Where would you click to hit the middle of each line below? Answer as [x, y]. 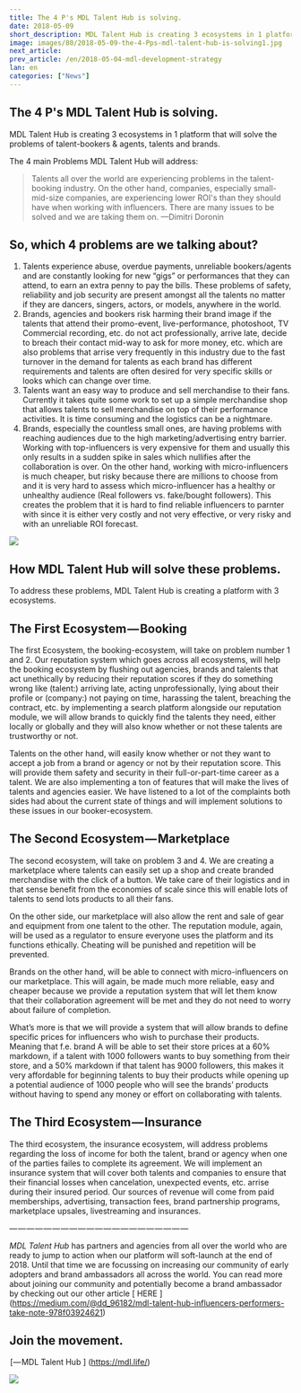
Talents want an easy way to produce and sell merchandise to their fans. [156, 391]
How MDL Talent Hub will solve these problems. [145, 569]
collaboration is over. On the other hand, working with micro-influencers [155, 467]
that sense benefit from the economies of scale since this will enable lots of [149, 889]
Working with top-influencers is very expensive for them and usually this [156, 448]
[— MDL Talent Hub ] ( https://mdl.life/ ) [80, 1362]
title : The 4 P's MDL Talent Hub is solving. [95, 18]
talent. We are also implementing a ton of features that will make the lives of [149, 782]
